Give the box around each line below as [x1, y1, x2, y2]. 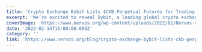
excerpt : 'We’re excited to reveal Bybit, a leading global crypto [6, 14, 179, 20]
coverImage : [6, 20, 36, 26]
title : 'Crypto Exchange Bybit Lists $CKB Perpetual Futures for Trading [6, 8, 195, 15]
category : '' [6, 31, 39, 37]
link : [6, 36, 20, 42]
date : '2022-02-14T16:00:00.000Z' [6, 25, 93, 32]
